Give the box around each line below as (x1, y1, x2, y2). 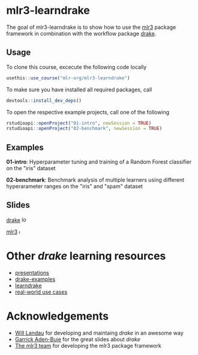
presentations (14, 269, 49, 276)
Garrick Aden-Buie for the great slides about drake (14, 335, 141, 343)
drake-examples (14, 275, 56, 283)
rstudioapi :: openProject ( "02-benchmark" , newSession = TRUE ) (6, 126, 163, 132)
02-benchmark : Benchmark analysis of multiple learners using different (6, 176, 185, 184)
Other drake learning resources (6, 249, 166, 263)
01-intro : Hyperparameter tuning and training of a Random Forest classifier (6, 158, 192, 165)
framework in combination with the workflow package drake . (6, 29, 157, 37)
